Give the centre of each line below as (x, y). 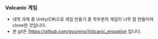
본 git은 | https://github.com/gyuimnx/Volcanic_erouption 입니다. (77, 31)
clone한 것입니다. (29, 25)
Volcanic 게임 (21, 7)
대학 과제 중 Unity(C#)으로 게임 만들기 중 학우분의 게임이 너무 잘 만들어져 (83, 19)
